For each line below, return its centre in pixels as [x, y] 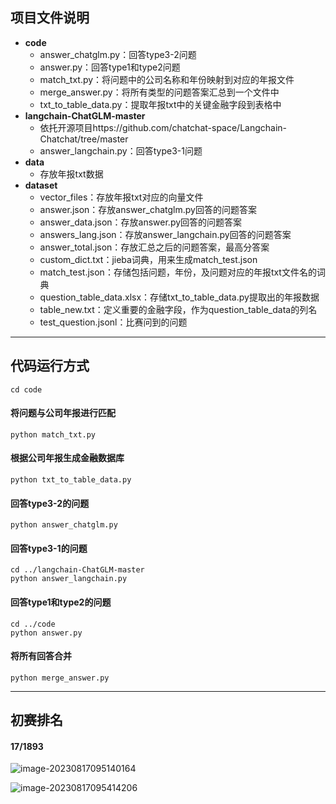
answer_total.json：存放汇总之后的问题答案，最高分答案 [154, 247]
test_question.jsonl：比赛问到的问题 [113, 322]
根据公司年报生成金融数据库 [67, 458]
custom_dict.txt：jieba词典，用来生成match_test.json [148, 259]
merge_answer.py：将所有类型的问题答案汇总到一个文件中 [159, 92]
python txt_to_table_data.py [71, 480]
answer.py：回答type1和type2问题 [110, 67]
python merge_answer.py [60, 678]
